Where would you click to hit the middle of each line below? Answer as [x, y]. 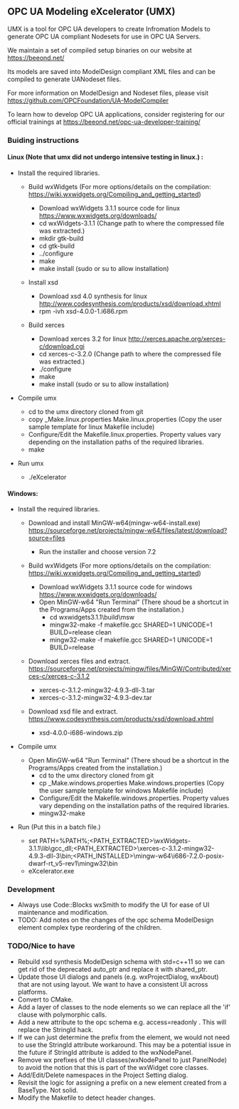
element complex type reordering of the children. [90, 928]
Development [31, 890]
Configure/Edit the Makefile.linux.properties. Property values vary [125, 434]
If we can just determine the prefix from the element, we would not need [123, 1037]
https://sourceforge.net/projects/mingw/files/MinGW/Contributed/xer [130, 669]
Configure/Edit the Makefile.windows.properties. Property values [134, 798]
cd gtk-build [57, 245]
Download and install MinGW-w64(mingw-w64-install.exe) [115, 523]
